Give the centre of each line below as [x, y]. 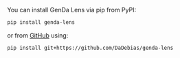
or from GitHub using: [38, 35]
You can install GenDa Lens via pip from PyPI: [71, 10]
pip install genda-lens [41, 23]
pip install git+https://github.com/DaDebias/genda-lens [90, 48]
